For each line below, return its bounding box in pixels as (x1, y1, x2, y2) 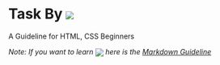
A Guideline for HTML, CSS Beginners (8, 31, 135, 41)
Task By (8, 5, 63, 23)
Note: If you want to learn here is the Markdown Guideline (8, 47, 212, 56)
